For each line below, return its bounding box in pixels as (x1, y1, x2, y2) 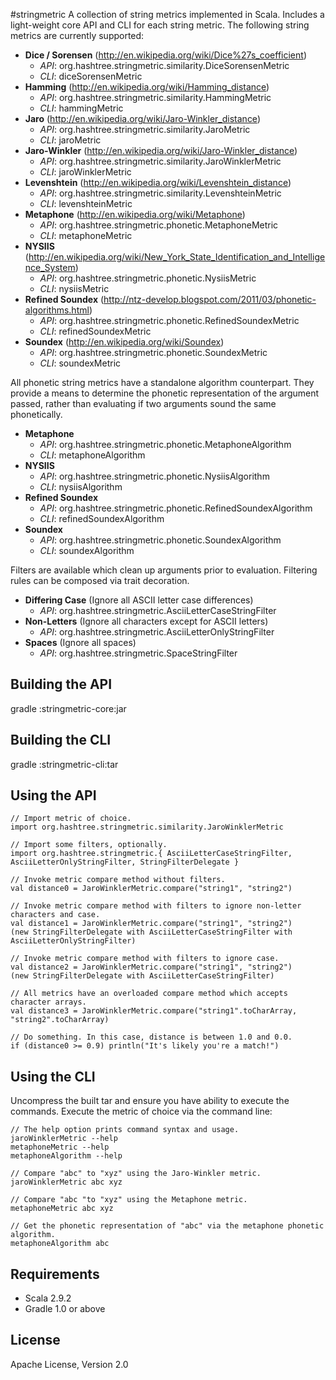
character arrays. (10, 997, 87, 1008)
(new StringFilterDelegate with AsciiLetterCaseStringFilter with (10, 927, 293, 938)
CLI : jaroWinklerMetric (39, 166, 132, 178)
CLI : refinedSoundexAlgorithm (39, 513, 165, 524)
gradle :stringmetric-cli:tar (10, 758, 119, 770)
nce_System (24, 262, 76, 273)
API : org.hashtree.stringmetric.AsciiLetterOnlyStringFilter (39, 626, 275, 638)
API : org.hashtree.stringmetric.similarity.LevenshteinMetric (39, 187, 282, 199)
